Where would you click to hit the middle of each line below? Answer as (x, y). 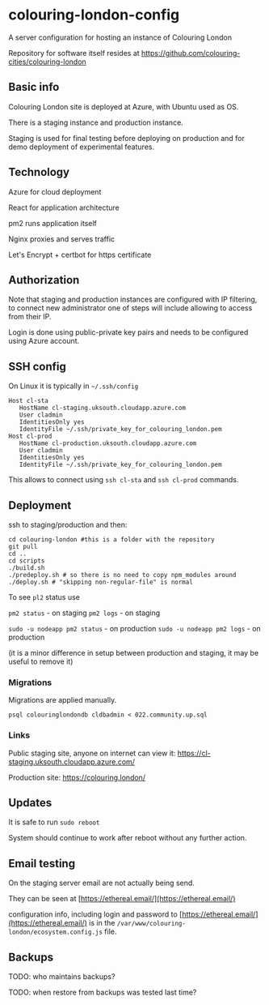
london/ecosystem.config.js (56, 932)
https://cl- (194, 753)
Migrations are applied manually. (63, 700)
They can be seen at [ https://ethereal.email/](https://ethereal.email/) (122, 899)
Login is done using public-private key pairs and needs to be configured (128, 332)
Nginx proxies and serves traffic (62, 239)
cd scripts (27, 561)
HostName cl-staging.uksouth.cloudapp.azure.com (102, 408)
